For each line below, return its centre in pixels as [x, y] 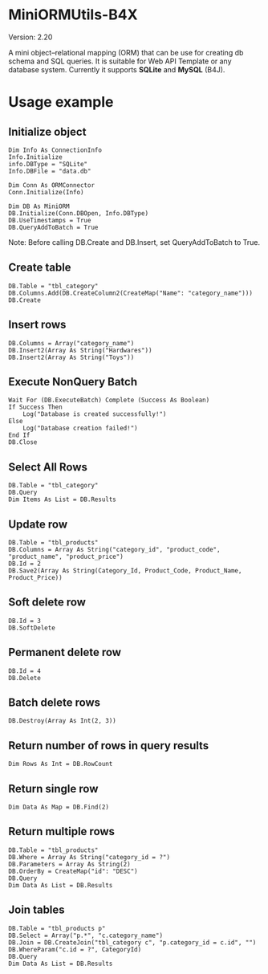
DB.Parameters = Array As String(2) [69, 864]
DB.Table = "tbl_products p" [57, 928]
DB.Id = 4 [25, 671]
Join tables [37, 910]
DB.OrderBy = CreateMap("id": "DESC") [73, 871]
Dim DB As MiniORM [39, 206]
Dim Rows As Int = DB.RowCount [61, 764]
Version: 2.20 [30, 37]
